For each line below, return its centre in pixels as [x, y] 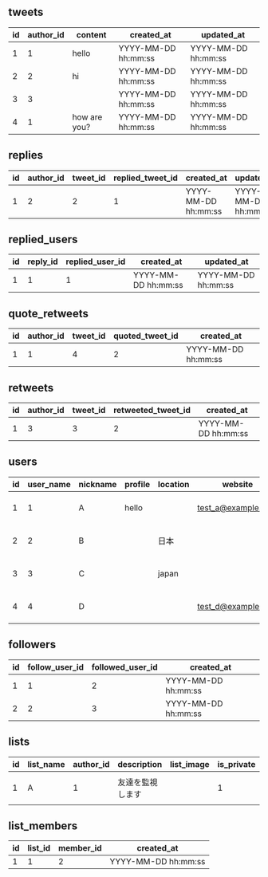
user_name [49, 484]
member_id [80, 848]
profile [138, 484]
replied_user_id [96, 262]
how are [87, 116]
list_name [46, 764]
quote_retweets [49, 313]
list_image [190, 764]
